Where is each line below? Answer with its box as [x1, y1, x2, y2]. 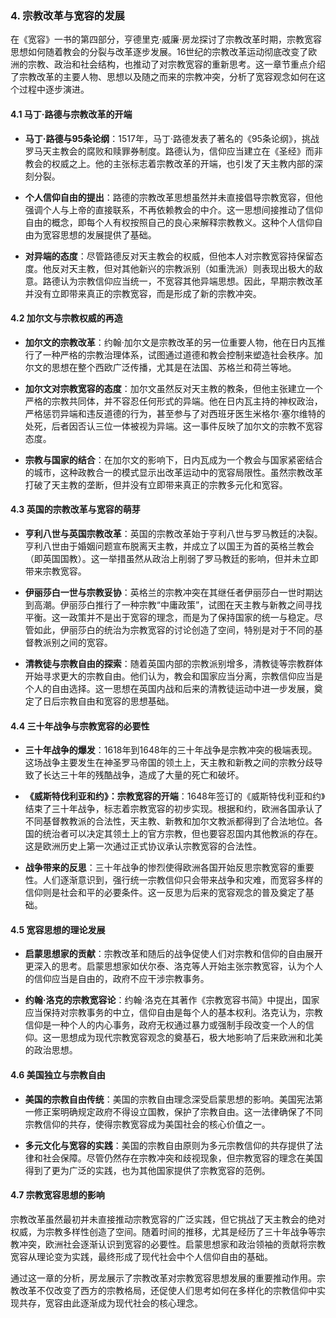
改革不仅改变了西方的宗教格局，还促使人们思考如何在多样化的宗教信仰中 [18, 1284, 317, 1296]
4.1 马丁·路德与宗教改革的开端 [10, 108, 133, 120]
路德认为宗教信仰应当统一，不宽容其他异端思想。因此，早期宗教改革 [42, 275, 323, 287]
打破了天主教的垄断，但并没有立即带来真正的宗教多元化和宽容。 [24, 478, 288, 491]
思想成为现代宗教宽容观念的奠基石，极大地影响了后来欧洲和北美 [59, 1032, 323, 1044]
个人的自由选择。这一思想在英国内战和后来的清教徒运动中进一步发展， [24, 682, 315, 694]
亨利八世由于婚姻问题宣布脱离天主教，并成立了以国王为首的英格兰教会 [24, 540, 315, 552]
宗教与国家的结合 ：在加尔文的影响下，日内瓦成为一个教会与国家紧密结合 [24, 453, 323, 466]
